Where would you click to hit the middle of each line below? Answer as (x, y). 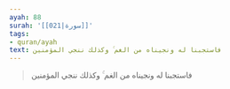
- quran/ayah (33, 42)
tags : (19, 33)
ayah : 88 (25, 17)
